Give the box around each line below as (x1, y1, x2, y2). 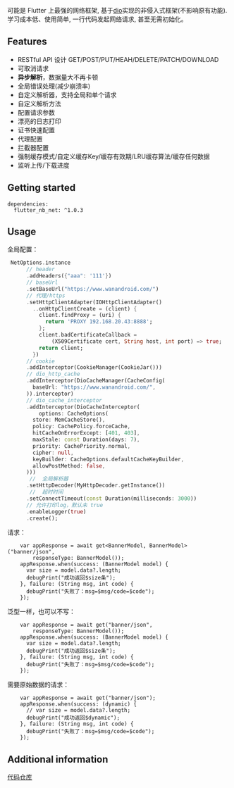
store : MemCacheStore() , (32, 416, 106, 424)
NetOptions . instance (10, 259, 71, 266)
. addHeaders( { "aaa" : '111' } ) (25, 273, 112, 280)
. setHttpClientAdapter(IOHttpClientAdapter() (25, 299, 162, 306)
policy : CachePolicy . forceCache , (32, 423, 131, 430)
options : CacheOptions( (38, 410, 109, 417)
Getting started (7, 182, 76, 194)
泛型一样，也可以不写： (7, 608, 75, 616)
